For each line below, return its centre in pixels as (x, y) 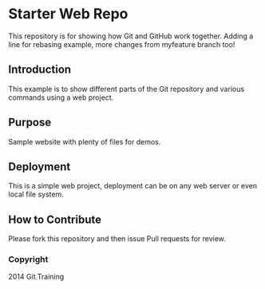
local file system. (36, 194)
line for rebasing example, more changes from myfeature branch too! (122, 44)
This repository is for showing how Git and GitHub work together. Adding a (131, 36)
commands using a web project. (61, 97)
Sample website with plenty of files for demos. (85, 141)
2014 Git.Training (36, 277)
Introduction (40, 70)
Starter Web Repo (68, 14)
